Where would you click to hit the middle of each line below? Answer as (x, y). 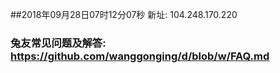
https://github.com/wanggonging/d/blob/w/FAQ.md (140, 56)
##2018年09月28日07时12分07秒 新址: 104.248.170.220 (124, 14)
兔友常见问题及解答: (58, 43)
